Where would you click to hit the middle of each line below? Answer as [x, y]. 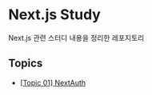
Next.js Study [55, 15]
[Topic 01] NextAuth [53, 82]
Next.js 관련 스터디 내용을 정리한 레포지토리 [76, 38]
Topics [26, 63]
